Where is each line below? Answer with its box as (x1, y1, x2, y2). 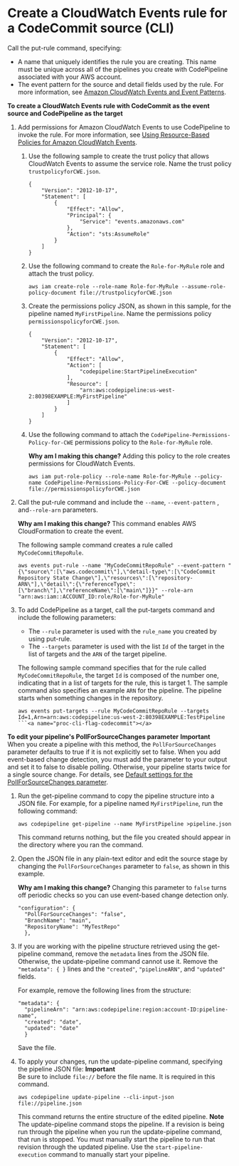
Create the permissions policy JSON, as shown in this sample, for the (28, 301, 231, 310)
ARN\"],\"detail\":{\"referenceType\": (17, 580, 137, 588)
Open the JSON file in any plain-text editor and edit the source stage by (17, 854, 228, 863)
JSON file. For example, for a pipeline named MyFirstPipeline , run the (17, 799, 223, 807)
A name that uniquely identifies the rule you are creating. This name (17, 57, 217, 65)
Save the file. (17, 1043, 57, 1051)
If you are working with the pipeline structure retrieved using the (17, 942, 206, 950)
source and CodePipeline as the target (7, 109, 123, 117)
